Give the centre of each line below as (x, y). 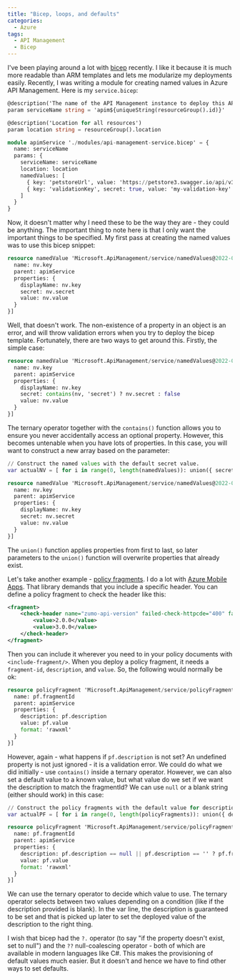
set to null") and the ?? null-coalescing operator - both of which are (106, 946)
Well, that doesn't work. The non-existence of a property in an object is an (117, 325)
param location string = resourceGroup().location (84, 129)
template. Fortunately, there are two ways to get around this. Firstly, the (112, 340)
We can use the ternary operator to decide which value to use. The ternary (117, 894)
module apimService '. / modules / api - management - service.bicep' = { (108, 142)
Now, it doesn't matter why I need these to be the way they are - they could (119, 223)
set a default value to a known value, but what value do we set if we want (115, 779)
